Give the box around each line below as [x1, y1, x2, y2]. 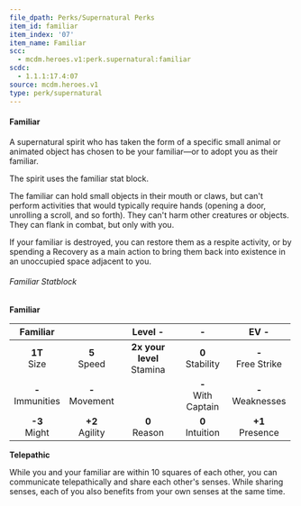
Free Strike [235, 357, 282, 370]
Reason [132, 426, 165, 438]
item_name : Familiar [9, 38, 87, 48]
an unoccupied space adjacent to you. [9, 256, 151, 267]
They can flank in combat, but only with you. [9, 219, 175, 230]
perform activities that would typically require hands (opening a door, [9, 200, 266, 211]
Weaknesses [232, 394, 287, 407]
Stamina [130, 363, 166, 375]
